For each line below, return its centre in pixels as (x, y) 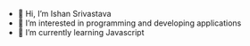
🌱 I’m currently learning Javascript (81, 32)
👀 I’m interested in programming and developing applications (129, 23)
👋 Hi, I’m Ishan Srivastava (64, 14)
